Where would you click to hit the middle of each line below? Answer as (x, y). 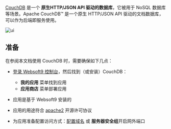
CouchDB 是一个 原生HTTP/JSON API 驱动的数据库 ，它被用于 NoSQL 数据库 (86, 7)
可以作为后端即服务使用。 (32, 20)
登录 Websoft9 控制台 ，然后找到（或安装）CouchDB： (70, 71)
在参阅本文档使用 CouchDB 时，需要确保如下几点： (59, 60)
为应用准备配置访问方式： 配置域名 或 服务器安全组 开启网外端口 (79, 121)
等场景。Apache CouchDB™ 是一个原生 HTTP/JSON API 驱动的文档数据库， (84, 14)
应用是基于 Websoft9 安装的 (42, 99)
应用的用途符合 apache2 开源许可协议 (52, 110)
